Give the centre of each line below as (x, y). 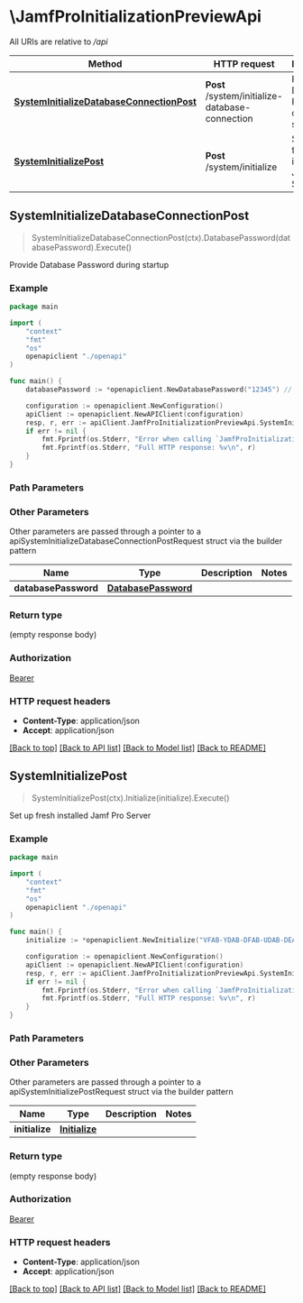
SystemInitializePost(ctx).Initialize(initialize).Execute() (130, 798)
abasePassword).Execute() (82, 247)
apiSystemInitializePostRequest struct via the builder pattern (121, 1092)
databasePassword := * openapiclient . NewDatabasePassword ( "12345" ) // (159, 390)
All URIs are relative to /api (59, 41)
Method (105, 63)
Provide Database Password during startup (89, 264)
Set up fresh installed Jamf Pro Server (80, 815)
